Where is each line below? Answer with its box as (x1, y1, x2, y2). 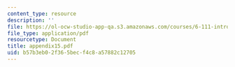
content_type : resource (7, 10, 77, 17)
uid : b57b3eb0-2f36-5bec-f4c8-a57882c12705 (7, 50, 136, 57)
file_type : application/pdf (7, 29, 90, 37)
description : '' (7, 17, 55, 24)
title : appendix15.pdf (7, 43, 73, 50)
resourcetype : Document (7, 36, 77, 43)
